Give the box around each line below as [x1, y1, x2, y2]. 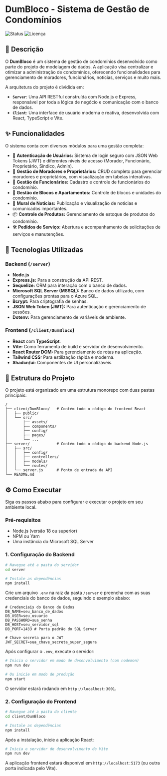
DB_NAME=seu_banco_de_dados [5, 609, 64, 614]
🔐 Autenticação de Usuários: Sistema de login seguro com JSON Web [12, 152, 158, 158]
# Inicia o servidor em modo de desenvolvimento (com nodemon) [5, 658, 140, 663]
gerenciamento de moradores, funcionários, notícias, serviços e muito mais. [5, 74, 162, 80]
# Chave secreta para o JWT [5, 636, 64, 641]
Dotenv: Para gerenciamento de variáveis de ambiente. [12, 314, 126, 320]
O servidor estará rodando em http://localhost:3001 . [5, 686, 117, 692]
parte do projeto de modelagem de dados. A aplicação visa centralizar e [5, 63, 154, 69]
